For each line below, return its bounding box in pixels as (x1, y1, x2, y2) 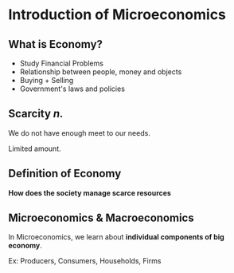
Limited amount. (8, 144, 61, 153)
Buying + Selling (19, 76, 74, 85)
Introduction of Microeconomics (8, 6, 227, 24)
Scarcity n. (8, 107, 64, 121)
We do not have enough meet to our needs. (8, 128, 151, 137)
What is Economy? (8, 38, 103, 51)
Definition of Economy (8, 167, 122, 180)
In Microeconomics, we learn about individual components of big (8, 232, 224, 242)
